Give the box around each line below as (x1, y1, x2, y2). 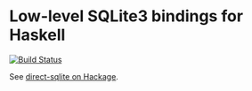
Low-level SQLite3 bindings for (9, 6, 243, 27)
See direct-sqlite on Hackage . (9, 71, 118, 81)
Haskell (9, 25, 66, 45)
